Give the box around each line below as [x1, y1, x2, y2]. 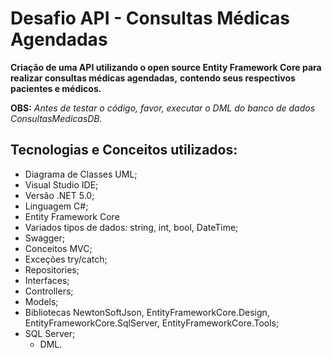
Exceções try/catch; [24, 253, 108, 265]
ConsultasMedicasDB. [10, 112, 103, 124]
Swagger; [24, 232, 65, 244]
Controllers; [24, 285, 74, 297]
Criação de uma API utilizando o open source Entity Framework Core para [10, 61, 322, 73]
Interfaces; [24, 274, 70, 286]
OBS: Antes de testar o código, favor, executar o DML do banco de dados [10, 102, 316, 114]
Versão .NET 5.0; [24, 189, 95, 201]
